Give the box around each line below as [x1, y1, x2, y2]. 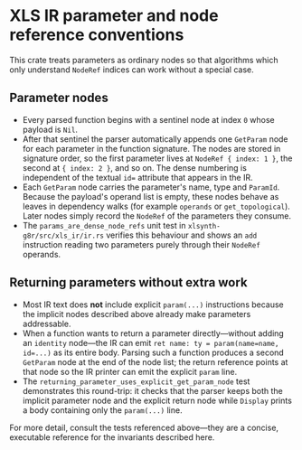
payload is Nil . [22, 124, 79, 135]
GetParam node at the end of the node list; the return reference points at [22, 356, 288, 367]
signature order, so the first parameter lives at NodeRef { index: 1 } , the [22, 153, 293, 164]
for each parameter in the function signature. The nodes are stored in [22, 143, 281, 154]
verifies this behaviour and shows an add [105, 230, 258, 240]
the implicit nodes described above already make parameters [22, 308, 251, 319]
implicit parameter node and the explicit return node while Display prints [22, 395, 292, 406]
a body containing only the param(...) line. [22, 404, 183, 416]
